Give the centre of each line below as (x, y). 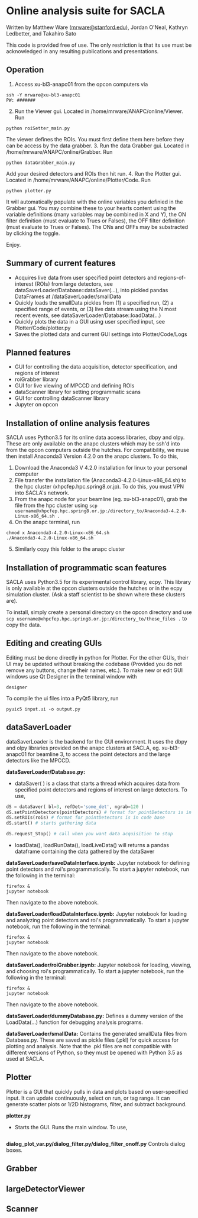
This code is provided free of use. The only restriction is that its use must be (99, 45)
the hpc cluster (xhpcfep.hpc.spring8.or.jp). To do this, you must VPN (99, 487)
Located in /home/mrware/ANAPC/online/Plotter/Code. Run (78, 180)
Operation (25, 70)
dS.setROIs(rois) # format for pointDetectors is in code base (86, 818)
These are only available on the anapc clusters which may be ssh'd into (93, 444)
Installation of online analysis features (78, 423)
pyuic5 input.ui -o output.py (43, 709)
